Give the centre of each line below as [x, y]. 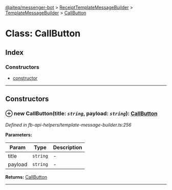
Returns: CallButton [26, 177]
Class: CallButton [43, 34]
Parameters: [19, 135]
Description [68, 147]
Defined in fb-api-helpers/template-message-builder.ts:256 [68, 124]
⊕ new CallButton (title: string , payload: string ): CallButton [81, 114]
